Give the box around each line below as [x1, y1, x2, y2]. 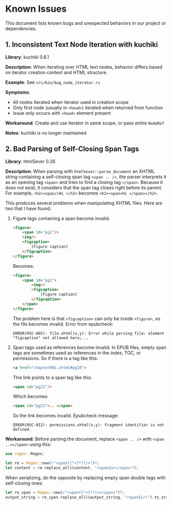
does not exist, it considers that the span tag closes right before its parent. [5, 184, 163, 191]
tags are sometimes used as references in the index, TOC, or [12, 349, 141, 356]
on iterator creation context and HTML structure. [5, 69, 108, 75]
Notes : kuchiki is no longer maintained [5, 130, 87, 136]
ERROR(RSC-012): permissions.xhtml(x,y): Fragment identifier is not [12, 423, 165, 428]
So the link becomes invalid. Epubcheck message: [12, 413, 119, 419]
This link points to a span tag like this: [12, 374, 92, 381]
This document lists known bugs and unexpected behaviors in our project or [5, 20, 166, 26]
